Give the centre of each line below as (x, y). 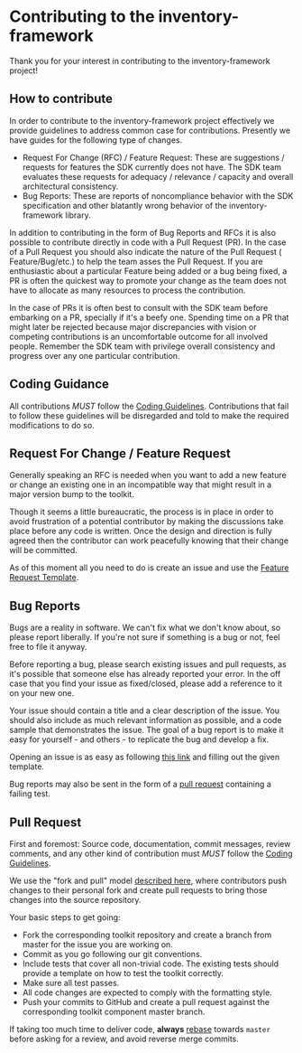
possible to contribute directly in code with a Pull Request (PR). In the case (148, 242)
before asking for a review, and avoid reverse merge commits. (124, 1039)
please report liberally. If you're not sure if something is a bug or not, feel (145, 637)
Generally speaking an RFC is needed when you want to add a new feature (148, 475)
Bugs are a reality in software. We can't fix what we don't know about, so (145, 628)
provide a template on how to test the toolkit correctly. (123, 973)
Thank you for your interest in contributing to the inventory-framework (140, 61)
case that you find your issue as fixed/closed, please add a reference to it (146, 683)
